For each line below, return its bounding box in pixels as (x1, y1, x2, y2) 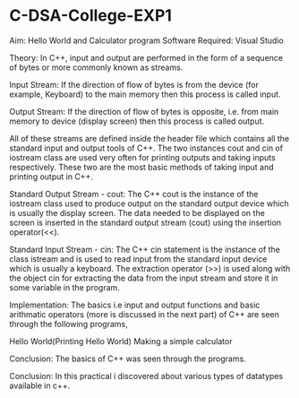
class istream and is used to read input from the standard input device (9, 253, 268, 264)
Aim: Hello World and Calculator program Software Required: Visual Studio (9, 35, 284, 46)
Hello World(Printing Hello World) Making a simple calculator (9, 335, 233, 346)
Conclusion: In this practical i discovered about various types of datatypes (9, 370, 284, 381)
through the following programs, (9, 318, 128, 329)
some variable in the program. (9, 281, 121, 292)
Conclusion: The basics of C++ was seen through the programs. (9, 353, 246, 364)
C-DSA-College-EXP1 (9, 5, 173, 26)
